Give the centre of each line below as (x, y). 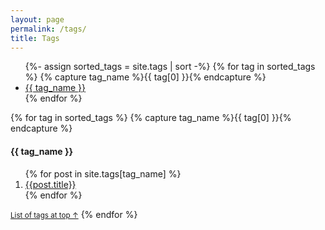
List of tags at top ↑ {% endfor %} (74, 214)
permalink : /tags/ (48, 29)
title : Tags (35, 38)
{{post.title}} (50, 184)
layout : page (37, 19)
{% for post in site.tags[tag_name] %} (103, 173)
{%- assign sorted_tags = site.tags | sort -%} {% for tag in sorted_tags (170, 67)
